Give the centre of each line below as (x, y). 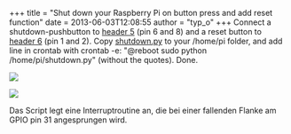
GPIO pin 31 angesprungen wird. (68, 120)
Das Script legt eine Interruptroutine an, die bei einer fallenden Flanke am (143, 110)
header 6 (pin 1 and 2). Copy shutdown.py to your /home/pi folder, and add (146, 41)
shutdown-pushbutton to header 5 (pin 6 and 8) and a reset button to (135, 32)
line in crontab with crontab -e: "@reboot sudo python (108, 51)
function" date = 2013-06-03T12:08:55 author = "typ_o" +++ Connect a (141, 22)
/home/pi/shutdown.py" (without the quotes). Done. (103, 60)
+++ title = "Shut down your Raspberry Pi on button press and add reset (141, 13)
